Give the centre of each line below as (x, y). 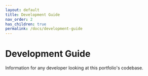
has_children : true (26, 24)
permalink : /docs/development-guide (44, 29)
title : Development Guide (32, 15)
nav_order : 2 (19, 19)
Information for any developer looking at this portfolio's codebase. (74, 68)
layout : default (22, 10)
